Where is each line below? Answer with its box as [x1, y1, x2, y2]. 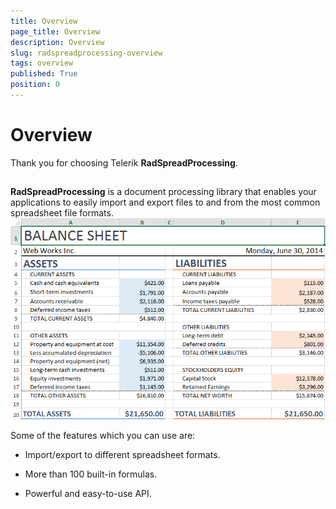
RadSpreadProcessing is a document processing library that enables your [10, 186, 317, 198]
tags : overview [10, 58, 74, 69]
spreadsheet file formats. [10, 207, 114, 219]
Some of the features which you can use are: [10, 429, 196, 441]
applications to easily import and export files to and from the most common [10, 196, 321, 209]
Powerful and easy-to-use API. [24, 487, 152, 499]
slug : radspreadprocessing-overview [10, 48, 163, 58]
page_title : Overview [10, 26, 101, 37]
